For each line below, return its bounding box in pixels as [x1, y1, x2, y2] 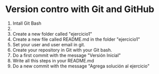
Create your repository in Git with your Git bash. [12, 47, 113, 53]
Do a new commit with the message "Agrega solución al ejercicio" [12, 63, 150, 69]
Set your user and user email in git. [12, 41, 85, 47]
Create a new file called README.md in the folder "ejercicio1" [12, 36, 140, 42]
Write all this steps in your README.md [12, 57, 94, 63]
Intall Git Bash [12, 20, 42, 26]
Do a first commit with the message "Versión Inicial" [12, 52, 121, 58]
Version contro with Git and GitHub [5, 4, 154, 15]
